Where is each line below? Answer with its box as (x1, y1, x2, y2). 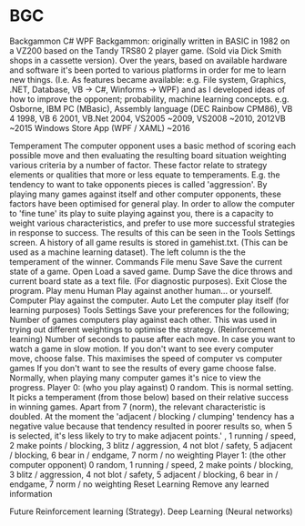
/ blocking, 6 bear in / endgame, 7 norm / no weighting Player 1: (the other (9, 450, 287, 460)
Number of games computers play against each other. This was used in (9, 314, 278, 325)
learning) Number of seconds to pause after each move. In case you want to (9, 333, 296, 344)
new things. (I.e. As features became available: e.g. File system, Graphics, (9, 74, 287, 85)
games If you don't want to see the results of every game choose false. (9, 362, 277, 373)
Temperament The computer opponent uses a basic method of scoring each (9, 140, 297, 151)
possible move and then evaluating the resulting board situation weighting (9, 149, 287, 160)
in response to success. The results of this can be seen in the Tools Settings (9, 227, 296, 238)
